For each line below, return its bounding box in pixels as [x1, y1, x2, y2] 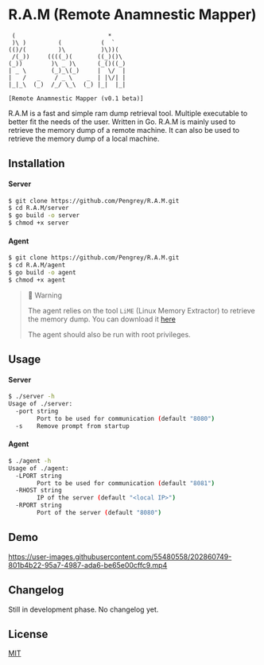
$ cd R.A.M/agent [8, 261, 66, 270]
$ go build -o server [8, 212, 80, 220]
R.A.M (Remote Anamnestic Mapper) [8, 6, 257, 24]
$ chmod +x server [8, 219, 69, 227]
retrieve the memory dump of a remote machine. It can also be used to [8, 125, 240, 134]
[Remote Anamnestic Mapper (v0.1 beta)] [8, 94, 145, 103]
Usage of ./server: [8, 400, 73, 408]
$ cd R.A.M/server [8, 204, 69, 212]
